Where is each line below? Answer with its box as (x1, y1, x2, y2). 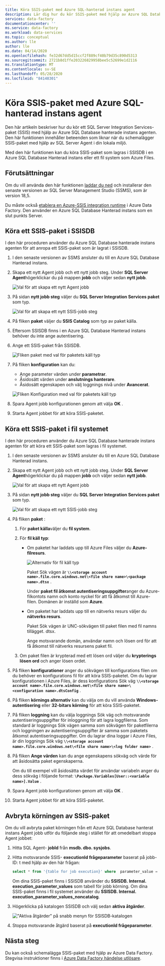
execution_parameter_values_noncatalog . (12, 893, 100, 899)
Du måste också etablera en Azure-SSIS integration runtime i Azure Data (5, 202, 152, 208)
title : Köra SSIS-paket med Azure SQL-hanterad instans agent (5, 7, 135, 12)
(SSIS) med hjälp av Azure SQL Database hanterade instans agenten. (17, 129, 157, 135)
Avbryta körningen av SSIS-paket (5, 812, 110, 820)
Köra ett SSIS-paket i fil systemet (5, 425, 109, 433)
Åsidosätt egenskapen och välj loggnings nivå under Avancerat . (19, 382, 150, 388)
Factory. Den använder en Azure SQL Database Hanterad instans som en (5, 207, 153, 213)
